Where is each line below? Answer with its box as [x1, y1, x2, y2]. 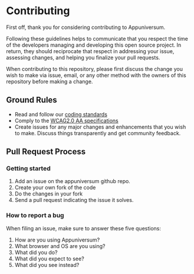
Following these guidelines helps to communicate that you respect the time [6, 35, 189, 42]
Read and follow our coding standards [14, 110, 108, 118]
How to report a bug [6, 211, 64, 220]
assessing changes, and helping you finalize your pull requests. [6, 54, 160, 61]
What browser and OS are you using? [14, 242, 106, 249]
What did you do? [14, 249, 58, 256]
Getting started [6, 164, 51, 172]
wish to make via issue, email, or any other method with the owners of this [6, 71, 187, 79]
